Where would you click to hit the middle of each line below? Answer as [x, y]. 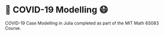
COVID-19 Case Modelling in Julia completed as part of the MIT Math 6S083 [82, 23]
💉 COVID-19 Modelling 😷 [57, 10]
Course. [13, 28]
